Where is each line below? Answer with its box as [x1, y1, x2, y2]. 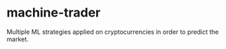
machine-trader [6, 5, 101, 21]
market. [6, 35, 29, 43]
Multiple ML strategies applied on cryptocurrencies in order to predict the [6, 28, 219, 36]
